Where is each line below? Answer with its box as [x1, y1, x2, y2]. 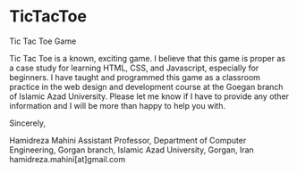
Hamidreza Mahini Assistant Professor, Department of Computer [9, 135, 247, 145]
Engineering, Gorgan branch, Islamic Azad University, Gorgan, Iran [9, 144, 255, 155]
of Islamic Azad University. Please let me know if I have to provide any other [9, 91, 289, 102]
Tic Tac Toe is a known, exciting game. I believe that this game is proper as [9, 53, 286, 63]
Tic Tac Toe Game [9, 36, 77, 46]
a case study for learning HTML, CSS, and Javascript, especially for [9, 62, 259, 73]
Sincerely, [9, 118, 47, 128]
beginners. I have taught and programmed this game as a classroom [9, 71, 261, 82]
